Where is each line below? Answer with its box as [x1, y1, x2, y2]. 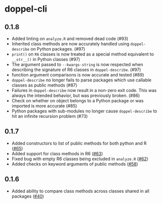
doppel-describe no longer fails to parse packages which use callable [11, 77, 152, 83]
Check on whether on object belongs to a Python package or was [11, 98, 144, 103]
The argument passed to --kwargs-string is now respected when [11, 62, 143, 67]
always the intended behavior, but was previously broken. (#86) [11, 93, 140, 98]
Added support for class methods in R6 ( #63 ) [11, 150, 103, 156]
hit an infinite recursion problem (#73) [11, 113, 88, 119]
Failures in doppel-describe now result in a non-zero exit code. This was [11, 88, 157, 93]
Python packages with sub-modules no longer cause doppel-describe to [11, 108, 157, 114]
